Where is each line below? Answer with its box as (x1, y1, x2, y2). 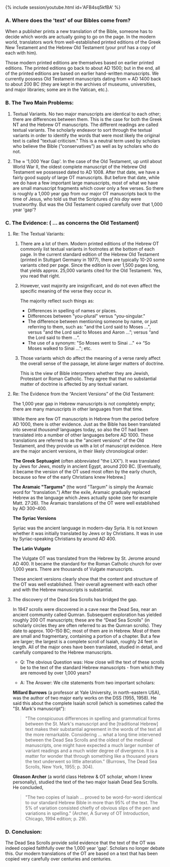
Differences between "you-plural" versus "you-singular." (27, 313, 146, 319)
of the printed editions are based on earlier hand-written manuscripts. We (5, 70, 159, 76)
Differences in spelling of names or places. (27, 307, 117, 313)
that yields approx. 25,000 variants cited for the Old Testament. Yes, (20, 267, 162, 273)
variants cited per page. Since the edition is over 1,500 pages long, (20, 262, 159, 268)
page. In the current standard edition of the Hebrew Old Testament (20, 251, 159, 257)
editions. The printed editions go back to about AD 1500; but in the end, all (5, 65, 160, 71)
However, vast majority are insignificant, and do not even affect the (20, 282, 160, 288)
